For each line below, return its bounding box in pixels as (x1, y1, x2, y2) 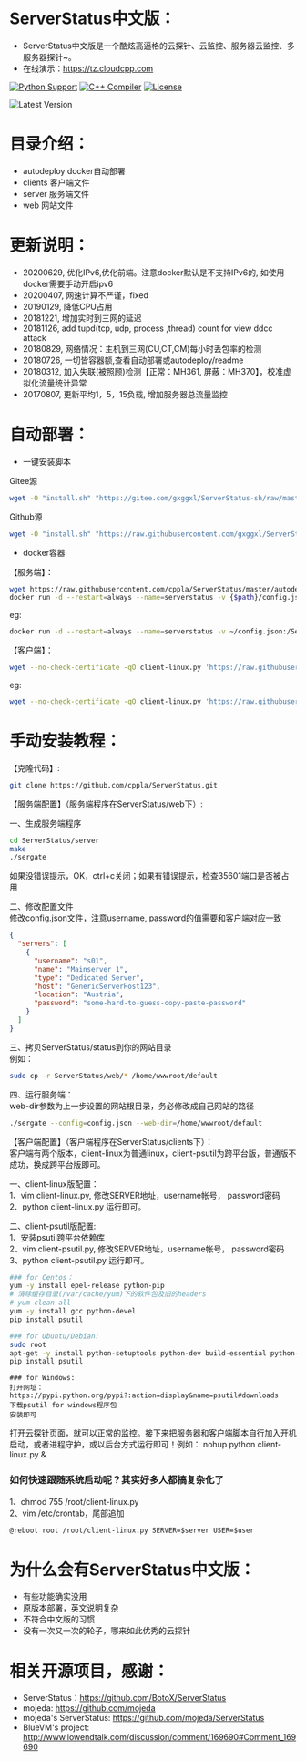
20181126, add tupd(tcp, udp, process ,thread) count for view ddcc (22, 323, 273, 334)
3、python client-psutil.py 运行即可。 (9, 1254, 149, 1265)
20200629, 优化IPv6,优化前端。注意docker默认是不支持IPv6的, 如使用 (22, 266, 285, 278)
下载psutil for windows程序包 (9, 1401, 117, 1410)
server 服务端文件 (22, 188, 89, 199)
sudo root (9, 1340, 47, 1349)
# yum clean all (9, 1298, 71, 1308)
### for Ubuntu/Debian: (9, 1332, 100, 1341)
